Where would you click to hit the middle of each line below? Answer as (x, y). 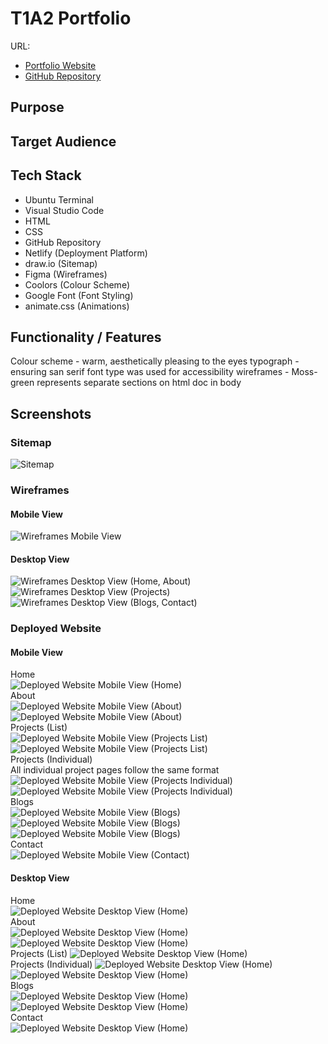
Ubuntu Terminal (59, 199)
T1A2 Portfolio (71, 18)
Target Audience (63, 141)
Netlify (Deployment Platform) (86, 253)
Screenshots (51, 413)
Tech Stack (46, 175)
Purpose (37, 107)
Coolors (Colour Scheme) (77, 284)
